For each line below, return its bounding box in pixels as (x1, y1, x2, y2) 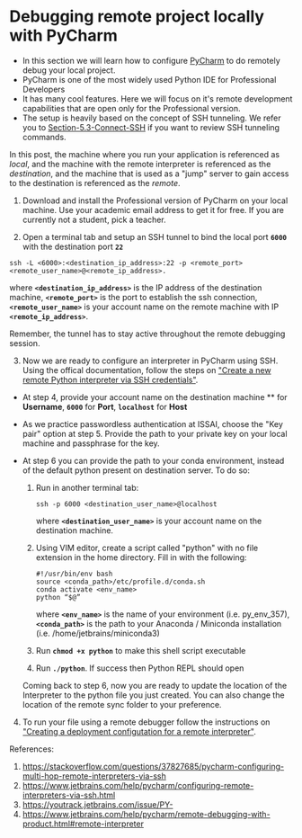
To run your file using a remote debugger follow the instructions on (22, 717, 271, 727)
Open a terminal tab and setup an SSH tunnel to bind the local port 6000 (22, 231, 288, 242)
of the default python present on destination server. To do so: (22, 465, 250, 476)
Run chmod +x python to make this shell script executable (35, 645, 246, 655)
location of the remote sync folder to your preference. (22, 699, 222, 709)
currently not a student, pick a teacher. (22, 214, 166, 225)
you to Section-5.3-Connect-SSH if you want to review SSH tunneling (22, 121, 280, 132)
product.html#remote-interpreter (22, 818, 144, 829)
